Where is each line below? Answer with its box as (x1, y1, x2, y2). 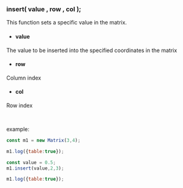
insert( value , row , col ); (6, 5, 81, 13)
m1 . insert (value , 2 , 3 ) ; (6, 165, 64, 171)
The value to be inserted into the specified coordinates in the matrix (6, 47, 177, 54)
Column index (6, 74, 42, 81)
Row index (6, 102, 33, 109)
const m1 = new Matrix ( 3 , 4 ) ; (6, 137, 81, 143)
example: (6, 125, 29, 133)
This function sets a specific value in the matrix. (6, 19, 127, 26)
